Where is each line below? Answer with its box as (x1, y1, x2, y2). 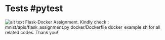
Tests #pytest (5, 3, 63, 14)
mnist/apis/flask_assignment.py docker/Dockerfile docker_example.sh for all (5, 24, 161, 30)
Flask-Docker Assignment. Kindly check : (25, 19, 109, 25)
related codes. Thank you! (5, 29, 58, 35)
